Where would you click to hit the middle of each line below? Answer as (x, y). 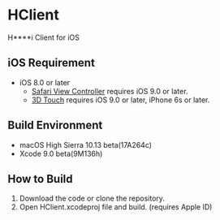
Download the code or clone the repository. (92, 198)
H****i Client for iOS (44, 37)
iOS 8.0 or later (45, 82)
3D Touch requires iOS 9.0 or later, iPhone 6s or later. (121, 100)
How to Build (41, 179)
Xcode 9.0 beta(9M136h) (61, 153)
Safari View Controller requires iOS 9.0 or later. (110, 91)
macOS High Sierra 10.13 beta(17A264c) (85, 145)
